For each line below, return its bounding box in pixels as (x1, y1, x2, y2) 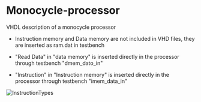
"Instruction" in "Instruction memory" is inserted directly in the (14, 71, 170, 78)
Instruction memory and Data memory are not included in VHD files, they (14, 35, 195, 42)
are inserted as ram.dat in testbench (14, 41, 105, 49)
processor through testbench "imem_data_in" (14, 77, 128, 85)
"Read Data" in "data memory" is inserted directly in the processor (14, 53, 180, 60)
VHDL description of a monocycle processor (6, 23, 116, 31)
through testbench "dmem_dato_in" (14, 59, 103, 67)
